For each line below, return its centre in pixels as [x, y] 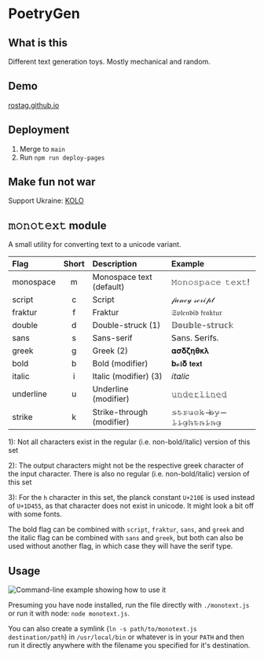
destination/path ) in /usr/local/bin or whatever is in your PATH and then [126, 637]
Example [188, 264]
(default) [108, 287]
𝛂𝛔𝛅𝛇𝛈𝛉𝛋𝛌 [191, 351]
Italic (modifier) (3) [127, 377]
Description [115, 264]
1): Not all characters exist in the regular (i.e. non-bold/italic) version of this [129, 442]
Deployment [39, 130]
